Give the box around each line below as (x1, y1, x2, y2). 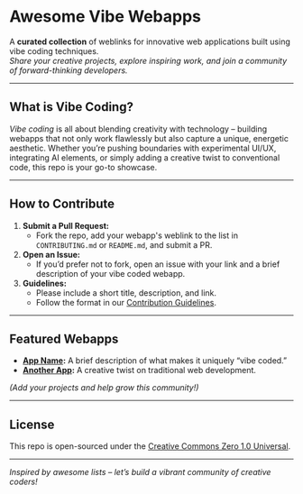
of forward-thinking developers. (9, 65, 128, 76)
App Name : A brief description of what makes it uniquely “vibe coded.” (22, 355, 288, 366)
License (9, 416, 55, 432)
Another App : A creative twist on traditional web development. (22, 365, 257, 376)
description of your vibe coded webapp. (35, 268, 186, 279)
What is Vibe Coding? (9, 99, 133, 114)
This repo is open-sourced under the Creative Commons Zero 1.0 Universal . (9, 441, 291, 452)
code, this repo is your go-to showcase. (9, 161, 158, 172)
